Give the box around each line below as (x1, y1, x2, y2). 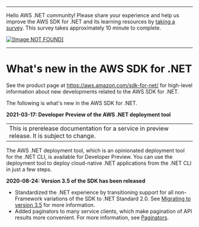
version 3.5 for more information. (14, 201, 95, 208)
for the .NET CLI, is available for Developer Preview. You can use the (6, 153, 173, 160)
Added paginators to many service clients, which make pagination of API (14, 207, 192, 215)
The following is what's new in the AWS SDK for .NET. (6, 99, 137, 107)
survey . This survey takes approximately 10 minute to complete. (6, 24, 162, 31)
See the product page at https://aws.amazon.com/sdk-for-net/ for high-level (6, 81, 192, 89)
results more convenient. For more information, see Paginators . (14, 214, 169, 221)
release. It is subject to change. (9, 132, 96, 140)
